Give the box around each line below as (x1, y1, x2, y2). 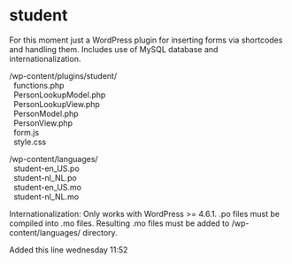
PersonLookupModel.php (12, 89, 106, 100)
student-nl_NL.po (12, 172, 77, 182)
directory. (82, 227, 118, 237)
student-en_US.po (12, 163, 80, 174)
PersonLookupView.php (12, 98, 100, 109)
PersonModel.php (12, 108, 79, 119)
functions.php (12, 80, 65, 90)
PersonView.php (12, 117, 73, 128)
